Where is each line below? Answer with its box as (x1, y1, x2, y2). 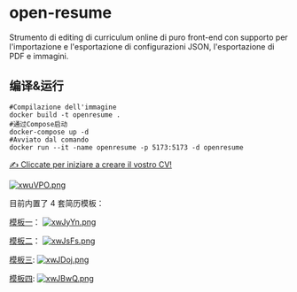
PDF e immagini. (9, 50, 69, 61)
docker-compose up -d (9, 127, 90, 136)
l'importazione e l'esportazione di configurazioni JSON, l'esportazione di (9, 41, 275, 51)
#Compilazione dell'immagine (9, 103, 117, 111)
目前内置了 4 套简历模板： (9, 197, 105, 208)
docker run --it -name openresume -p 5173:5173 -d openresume (9, 142, 244, 152)
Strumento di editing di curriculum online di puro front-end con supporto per (9, 32, 288, 42)
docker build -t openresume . (9, 110, 121, 119)
